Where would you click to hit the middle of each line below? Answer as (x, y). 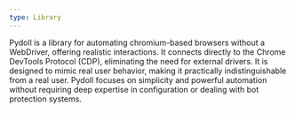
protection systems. (46, 99)
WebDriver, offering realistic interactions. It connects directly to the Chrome (147, 52)
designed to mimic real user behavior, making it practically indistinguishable (148, 71)
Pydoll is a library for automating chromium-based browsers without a (137, 42)
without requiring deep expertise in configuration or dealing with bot (134, 89)
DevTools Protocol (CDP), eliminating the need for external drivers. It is (139, 61)
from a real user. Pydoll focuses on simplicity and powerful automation (138, 79)
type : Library (36, 17)
